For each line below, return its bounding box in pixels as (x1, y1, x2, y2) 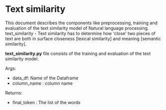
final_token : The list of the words (12, 99, 81, 105)
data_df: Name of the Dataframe (12, 75, 79, 81)
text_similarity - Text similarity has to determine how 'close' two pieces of (5, 30, 156, 36)
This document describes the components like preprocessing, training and (5, 20, 158, 26)
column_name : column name (12, 80, 73, 86)
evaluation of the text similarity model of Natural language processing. (5, 25, 149, 31)
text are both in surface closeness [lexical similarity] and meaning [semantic (5, 36, 162, 42)
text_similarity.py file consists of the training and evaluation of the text (5, 51, 151, 56)
